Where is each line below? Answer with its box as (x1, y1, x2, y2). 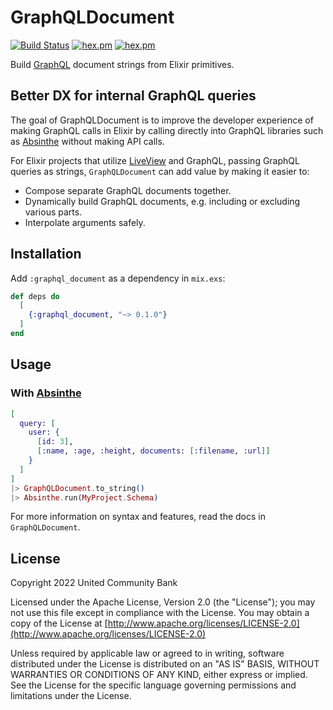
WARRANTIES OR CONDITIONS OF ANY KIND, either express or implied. (10, 669, 308, 681)
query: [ (19, 418, 56, 428)
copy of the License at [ (10, 617, 108, 630)
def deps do (10, 291, 60, 301)
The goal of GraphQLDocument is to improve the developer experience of (10, 114, 314, 126)
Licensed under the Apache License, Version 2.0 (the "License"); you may (10, 596, 316, 608)
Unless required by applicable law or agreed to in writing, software (10, 647, 285, 660)
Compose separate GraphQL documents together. (24, 184, 232, 196)
